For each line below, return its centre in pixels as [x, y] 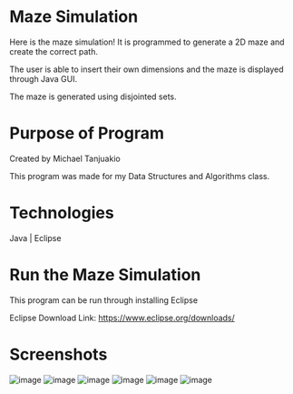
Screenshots [59, 354]
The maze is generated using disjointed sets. [93, 96]
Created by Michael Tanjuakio [65, 158]
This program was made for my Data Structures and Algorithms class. [140, 176]
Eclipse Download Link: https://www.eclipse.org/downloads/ [122, 318]
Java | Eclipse [35, 237]
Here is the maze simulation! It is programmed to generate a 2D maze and [147, 42]
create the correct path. [54, 51]
